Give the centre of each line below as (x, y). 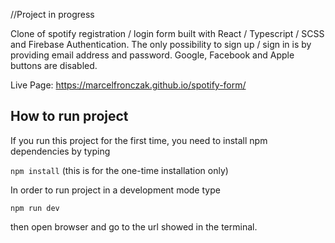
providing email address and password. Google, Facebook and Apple (152, 55)
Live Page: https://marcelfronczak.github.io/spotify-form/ (128, 85)
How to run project (69, 116)
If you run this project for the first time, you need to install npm (139, 140)
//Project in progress (52, 14)
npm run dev (35, 208)
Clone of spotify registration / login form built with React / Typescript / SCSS (167, 33)
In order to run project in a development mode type (115, 190)
